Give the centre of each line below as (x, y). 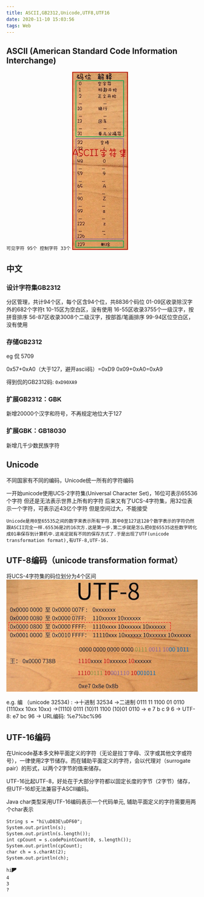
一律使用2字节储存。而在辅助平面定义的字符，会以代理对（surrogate (105, 761)
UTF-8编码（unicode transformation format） (94, 560)
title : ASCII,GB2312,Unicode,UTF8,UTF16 (58, 13)
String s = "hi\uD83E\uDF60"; (45, 822)
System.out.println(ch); (38, 858)
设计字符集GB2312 (34, 287)
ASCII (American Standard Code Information (92, 51)
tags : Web (19, 26)
